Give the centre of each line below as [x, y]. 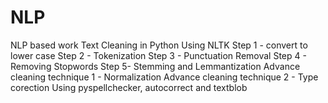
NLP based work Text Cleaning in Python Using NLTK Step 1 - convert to [159, 45]
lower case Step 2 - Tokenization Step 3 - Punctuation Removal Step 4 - [158, 55]
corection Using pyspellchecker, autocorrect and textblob [129, 87]
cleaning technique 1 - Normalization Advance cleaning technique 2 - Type [164, 77]
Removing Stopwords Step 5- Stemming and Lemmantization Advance [155, 66]
